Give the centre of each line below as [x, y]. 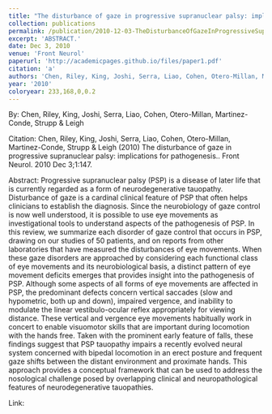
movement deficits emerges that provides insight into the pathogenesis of [132, 275]
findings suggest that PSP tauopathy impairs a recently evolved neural [125, 344]
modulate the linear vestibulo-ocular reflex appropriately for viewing [122, 310]
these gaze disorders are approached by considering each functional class [133, 258]
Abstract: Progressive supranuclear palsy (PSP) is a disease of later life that [134, 180]
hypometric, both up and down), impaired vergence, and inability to [121, 301]
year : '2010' [30, 84]
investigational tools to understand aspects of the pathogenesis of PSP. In [132, 223]
